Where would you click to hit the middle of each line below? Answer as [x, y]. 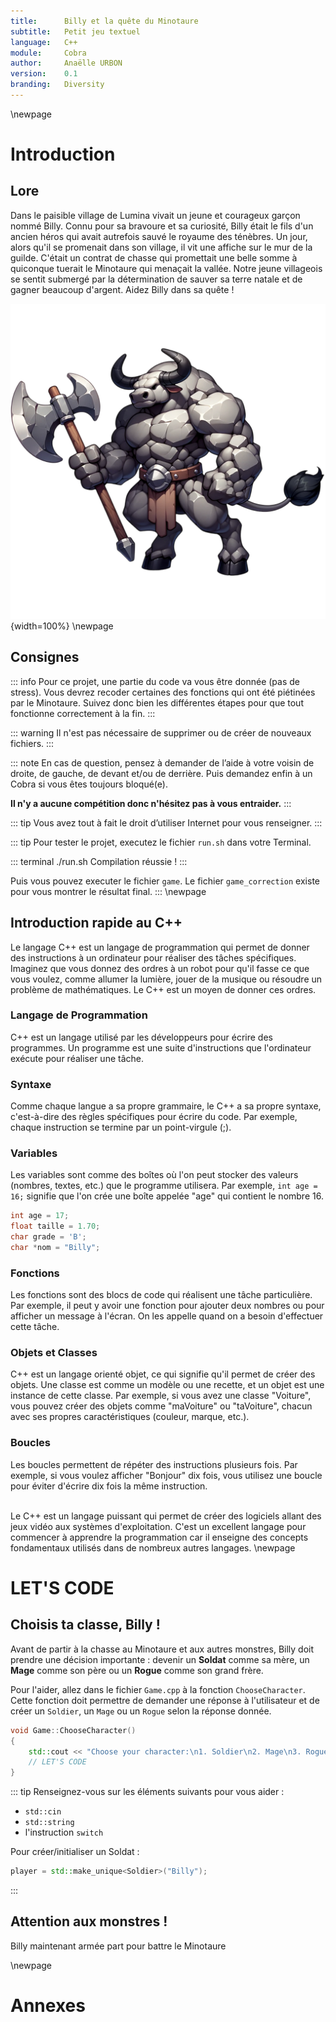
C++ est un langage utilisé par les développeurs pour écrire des [141, 1037]
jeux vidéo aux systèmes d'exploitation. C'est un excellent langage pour [158, 1526]
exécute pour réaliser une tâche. [77, 1058]
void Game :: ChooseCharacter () [73, 1730]
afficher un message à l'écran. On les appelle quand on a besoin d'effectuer [167, 1316]
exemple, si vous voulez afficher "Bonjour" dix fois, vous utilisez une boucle [166, 1475]
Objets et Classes [54, 1353]
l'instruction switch [64, 1832]
